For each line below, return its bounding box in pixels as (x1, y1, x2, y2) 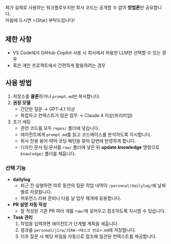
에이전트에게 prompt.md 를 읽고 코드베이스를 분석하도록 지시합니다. (20, 131, 152, 138)
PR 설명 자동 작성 (12, 201, 47, 207)
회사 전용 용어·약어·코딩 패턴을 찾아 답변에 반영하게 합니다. (20, 138, 136, 144)
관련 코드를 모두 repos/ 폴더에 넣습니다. (20, 125, 100, 131)
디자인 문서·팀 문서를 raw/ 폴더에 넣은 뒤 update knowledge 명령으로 (20, 144, 160, 150)
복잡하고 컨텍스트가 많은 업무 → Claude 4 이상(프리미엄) (20, 112, 133, 118)
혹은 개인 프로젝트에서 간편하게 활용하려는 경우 (12, 62, 106, 68)
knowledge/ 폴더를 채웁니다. (20, 150, 77, 156)
